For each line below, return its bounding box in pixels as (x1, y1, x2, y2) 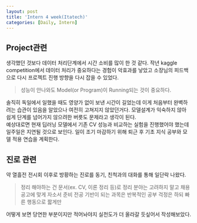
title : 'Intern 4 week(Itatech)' (6, 14, 88, 20)
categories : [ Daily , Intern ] (6, 19, 78, 25)
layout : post (6, 8, 38, 15)
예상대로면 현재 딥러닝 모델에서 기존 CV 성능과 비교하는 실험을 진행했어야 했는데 (6, 121, 189, 128)
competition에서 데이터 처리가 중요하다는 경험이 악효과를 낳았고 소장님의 (6, 67, 173, 74)
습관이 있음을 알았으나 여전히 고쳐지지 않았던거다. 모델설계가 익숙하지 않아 (16, 106, 187, 113)
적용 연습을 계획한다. (12, 136, 60, 143)
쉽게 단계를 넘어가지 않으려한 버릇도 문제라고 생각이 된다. (6, 114, 136, 121)
